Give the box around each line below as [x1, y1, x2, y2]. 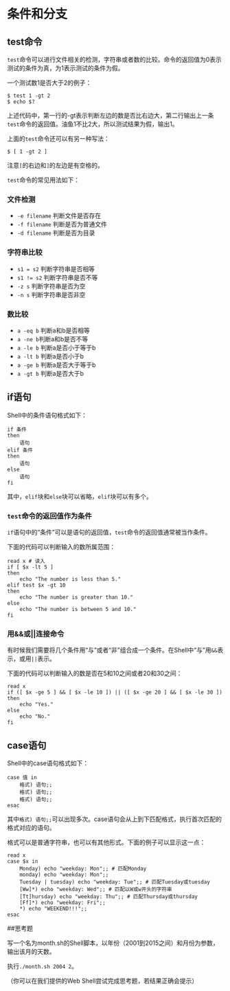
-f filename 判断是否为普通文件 [16, 220, 108, 228]
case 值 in [7, 774, 38, 781]
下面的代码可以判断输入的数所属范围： [7, 543, 115, 551]
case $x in [7, 858, 38, 865]
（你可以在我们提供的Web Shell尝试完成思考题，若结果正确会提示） [7, 977, 198, 985]
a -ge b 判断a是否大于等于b [16, 361, 96, 369]
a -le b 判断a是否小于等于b [16, 343, 96, 352]
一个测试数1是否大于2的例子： [7, 78, 92, 87]
